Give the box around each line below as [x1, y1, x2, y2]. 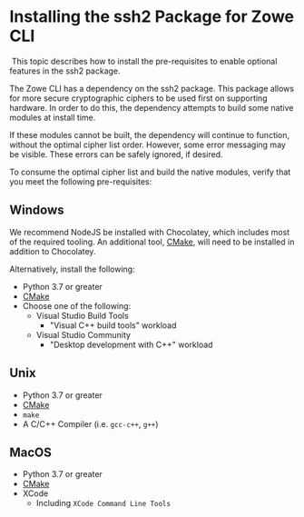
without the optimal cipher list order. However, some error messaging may [9, 139, 286, 150]
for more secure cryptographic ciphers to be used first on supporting [9, 93, 268, 104]
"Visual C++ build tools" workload [49, 320, 177, 331]
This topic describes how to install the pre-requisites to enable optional [11, 55, 278, 66]
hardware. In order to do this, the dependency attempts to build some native [9, 102, 294, 113]
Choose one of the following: [22, 300, 132, 311]
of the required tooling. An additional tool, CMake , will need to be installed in [9, 236, 295, 247]
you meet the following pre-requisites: [9, 175, 152, 187]
